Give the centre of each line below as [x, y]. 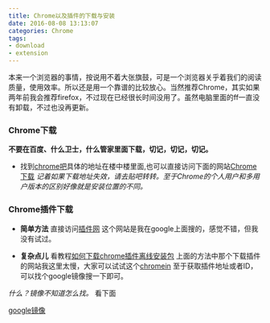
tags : [17, 38]
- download [27, 46]
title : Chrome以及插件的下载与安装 [61, 16]
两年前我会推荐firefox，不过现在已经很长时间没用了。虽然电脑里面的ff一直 [131, 97]
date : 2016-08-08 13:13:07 [53, 23]
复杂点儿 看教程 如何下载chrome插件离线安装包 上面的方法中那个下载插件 [140, 255]
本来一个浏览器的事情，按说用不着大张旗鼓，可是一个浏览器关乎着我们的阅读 [135, 77]
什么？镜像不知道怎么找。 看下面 [62, 293]
